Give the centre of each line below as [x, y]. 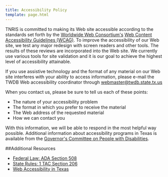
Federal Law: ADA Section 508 [45, 158]
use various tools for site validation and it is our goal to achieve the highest [84, 56]
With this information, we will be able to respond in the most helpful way [81, 128]
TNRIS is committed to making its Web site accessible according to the [79, 29]
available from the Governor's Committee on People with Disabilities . [77, 138]
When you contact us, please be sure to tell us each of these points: [77, 92]
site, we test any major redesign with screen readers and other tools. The [82, 45]
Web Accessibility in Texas [41, 169]
